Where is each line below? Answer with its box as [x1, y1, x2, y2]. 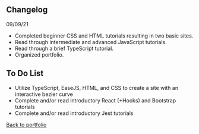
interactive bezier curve [14, 91, 73, 98]
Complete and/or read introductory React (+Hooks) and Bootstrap [14, 96, 176, 104]
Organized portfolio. [14, 51, 64, 58]
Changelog [6, 5, 48, 15]
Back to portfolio [6, 121, 47, 128]
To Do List [6, 68, 44, 79]
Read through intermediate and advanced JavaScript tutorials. [14, 38, 168, 45]
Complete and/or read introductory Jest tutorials [14, 110, 134, 117]
